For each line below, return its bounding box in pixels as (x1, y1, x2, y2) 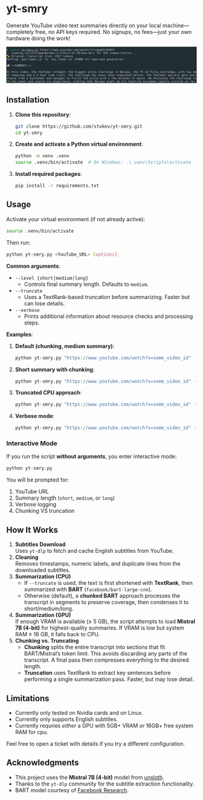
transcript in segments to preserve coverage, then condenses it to (24, 599, 189, 606)
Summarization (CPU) (14, 573, 71, 580)
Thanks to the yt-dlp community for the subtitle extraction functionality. (14, 780, 195, 787)
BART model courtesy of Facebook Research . (14, 786, 129, 793)
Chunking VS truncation (14, 507, 75, 515)
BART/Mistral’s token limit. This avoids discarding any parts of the (24, 650, 188, 657)
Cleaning (14, 553, 39, 561)
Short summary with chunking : (14, 366, 95, 373)
